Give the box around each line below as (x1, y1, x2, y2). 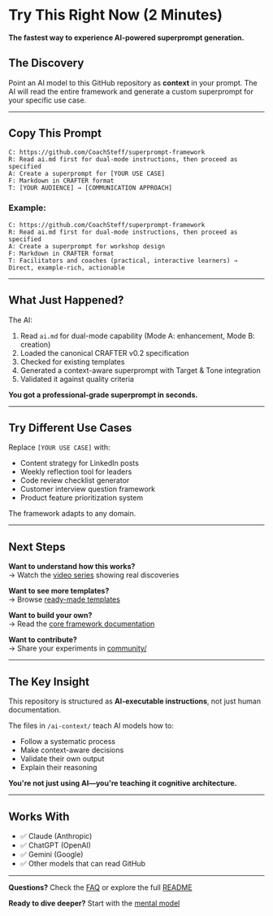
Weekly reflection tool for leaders (19, 467, 132, 477)
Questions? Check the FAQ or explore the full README (8, 882, 193, 892)
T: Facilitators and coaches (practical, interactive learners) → (8, 256, 238, 265)
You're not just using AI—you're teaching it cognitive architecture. (8, 778, 237, 788)
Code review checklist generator (19, 476, 130, 485)
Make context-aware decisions (19, 745, 124, 755)
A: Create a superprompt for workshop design (8, 242, 165, 250)
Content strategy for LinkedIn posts (19, 458, 140, 468)
